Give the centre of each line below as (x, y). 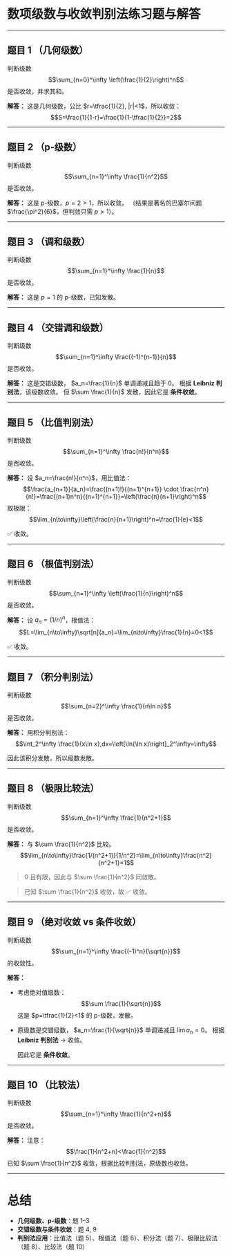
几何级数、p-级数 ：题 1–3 (53, 1221)
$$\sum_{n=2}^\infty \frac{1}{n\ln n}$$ (116, 706)
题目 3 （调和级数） (49, 242)
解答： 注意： (26, 1140)
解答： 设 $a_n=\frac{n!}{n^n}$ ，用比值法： (69, 478)
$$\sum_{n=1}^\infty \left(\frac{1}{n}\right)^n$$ (116, 593)
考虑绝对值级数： (41, 992)
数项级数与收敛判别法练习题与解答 (104, 14)
